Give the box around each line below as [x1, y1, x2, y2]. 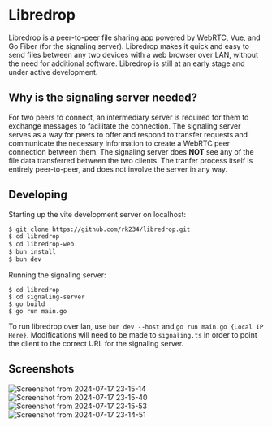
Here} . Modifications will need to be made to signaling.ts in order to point [8, 329, 257, 339]
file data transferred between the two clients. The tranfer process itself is [8, 155, 253, 165]
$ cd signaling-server [8, 293, 85, 301]
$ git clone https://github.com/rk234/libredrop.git [8, 225, 191, 233]
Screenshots [8, 362, 75, 376]
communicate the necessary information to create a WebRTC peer [8, 138, 230, 148]
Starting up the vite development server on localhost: [8, 209, 187, 219]
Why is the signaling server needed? [8, 91, 197, 105]
